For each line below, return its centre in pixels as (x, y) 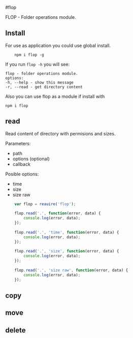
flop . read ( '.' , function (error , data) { (58, 213)
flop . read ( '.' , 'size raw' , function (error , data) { (71, 270)
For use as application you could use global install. (58, 45)
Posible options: (22, 174)
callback (21, 164)
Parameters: (18, 143)
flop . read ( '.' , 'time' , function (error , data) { (67, 232)
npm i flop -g (29, 55)
